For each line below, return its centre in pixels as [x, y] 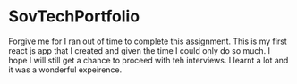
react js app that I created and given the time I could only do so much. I [139, 50]
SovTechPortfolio [74, 17]
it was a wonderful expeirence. [65, 70]
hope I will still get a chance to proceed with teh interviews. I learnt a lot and [148, 60]
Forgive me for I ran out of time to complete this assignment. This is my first [148, 41]
